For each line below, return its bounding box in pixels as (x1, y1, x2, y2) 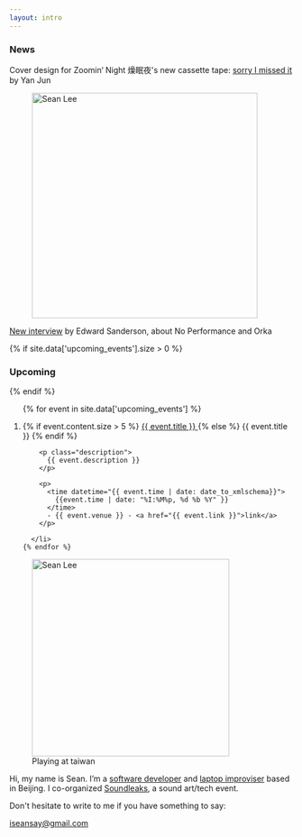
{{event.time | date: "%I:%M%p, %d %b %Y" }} (55, 495, 229, 505)
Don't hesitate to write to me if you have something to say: (9, 800, 226, 812)
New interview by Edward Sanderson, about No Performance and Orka (9, 326, 272, 336)
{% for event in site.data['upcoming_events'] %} (22, 403, 202, 415)
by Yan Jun (9, 74, 51, 86)
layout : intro (9, 13, 63, 23)
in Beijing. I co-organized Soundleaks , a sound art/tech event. (9, 783, 239, 794)
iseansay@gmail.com (9, 818, 88, 829)
